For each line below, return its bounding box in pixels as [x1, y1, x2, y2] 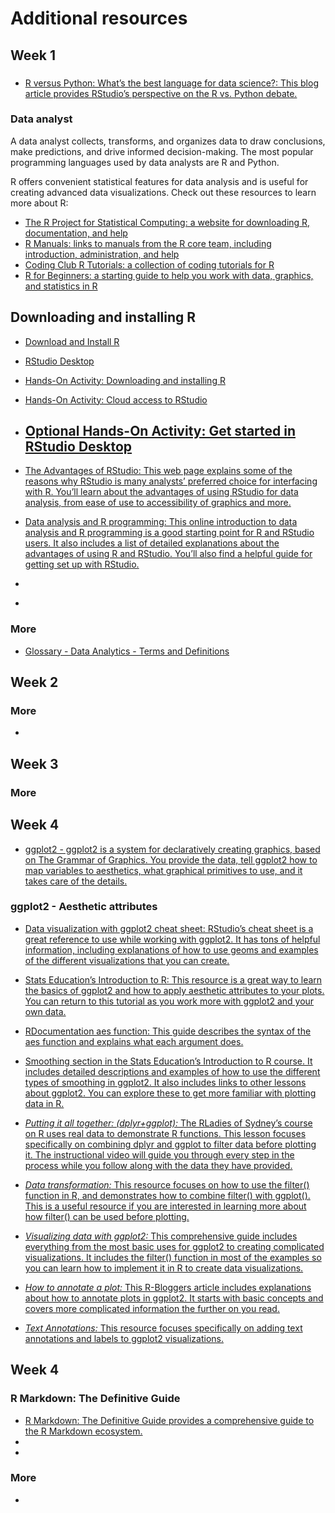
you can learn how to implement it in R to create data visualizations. [24, 1262, 304, 1274]
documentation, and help [24, 227, 128, 239]
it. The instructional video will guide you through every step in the [24, 1148, 295, 1161]
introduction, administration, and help [24, 248, 180, 260]
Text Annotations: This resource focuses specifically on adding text [24, 1322, 303, 1334]
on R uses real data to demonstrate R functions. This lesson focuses [24, 1127, 307, 1139]
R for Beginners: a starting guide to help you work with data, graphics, [24, 269, 314, 281]
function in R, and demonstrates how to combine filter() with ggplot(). [24, 1189, 311, 1201]
